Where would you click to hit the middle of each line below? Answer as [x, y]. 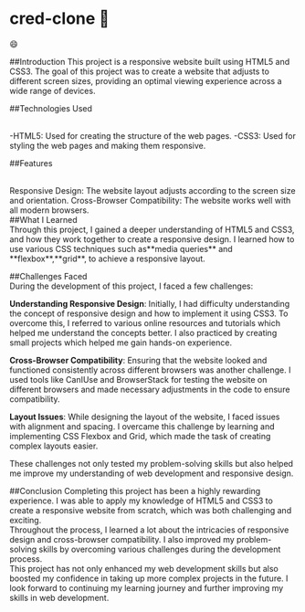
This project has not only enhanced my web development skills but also [144, 568]
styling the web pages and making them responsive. [108, 145]
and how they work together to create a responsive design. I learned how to [152, 239]
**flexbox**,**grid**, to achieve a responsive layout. [107, 259]
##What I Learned [43, 219]
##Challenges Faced [48, 276]
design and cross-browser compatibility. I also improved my [122, 539]
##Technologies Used [51, 108]
